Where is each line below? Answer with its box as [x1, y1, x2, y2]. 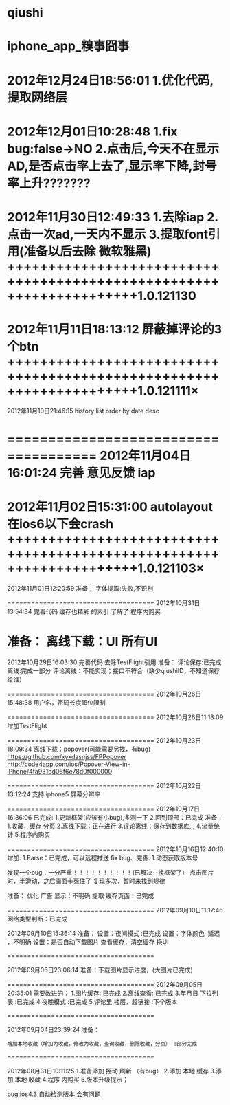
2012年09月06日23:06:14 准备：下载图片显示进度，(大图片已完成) [7, 965, 194, 974]
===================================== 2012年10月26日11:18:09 [7, 713, 224, 721]
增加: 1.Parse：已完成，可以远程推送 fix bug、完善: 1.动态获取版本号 [7, 853, 198, 862]
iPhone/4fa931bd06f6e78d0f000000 [7, 767, 113, 775]
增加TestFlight [7, 721, 47, 730]
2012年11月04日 [99, 448, 191, 463]
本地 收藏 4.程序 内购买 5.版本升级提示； [14, 1075, 129, 1084]
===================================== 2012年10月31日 [7, 599, 200, 606]
